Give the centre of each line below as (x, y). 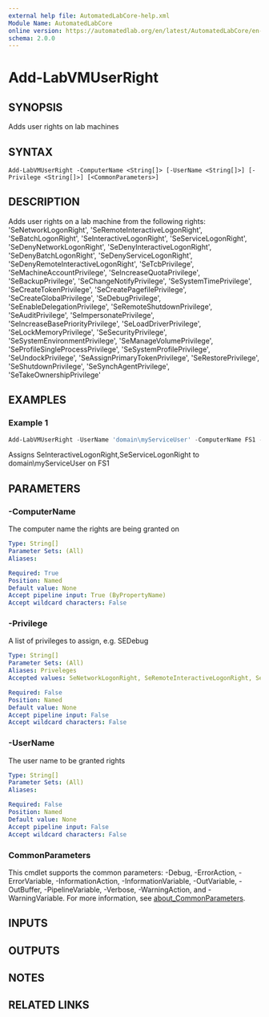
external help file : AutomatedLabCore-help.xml (89, 16)
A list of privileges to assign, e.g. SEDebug (78, 641)
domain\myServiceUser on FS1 (59, 463)
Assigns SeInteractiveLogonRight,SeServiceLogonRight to (104, 455)
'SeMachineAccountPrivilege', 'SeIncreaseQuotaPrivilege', (104, 272)
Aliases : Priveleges (43, 671)
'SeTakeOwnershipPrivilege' (55, 375)
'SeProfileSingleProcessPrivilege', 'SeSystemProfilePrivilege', (109, 349)
